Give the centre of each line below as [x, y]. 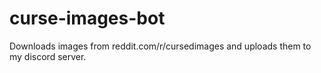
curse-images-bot [87, 18]
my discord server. [48, 56]
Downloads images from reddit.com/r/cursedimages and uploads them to [160, 46]
